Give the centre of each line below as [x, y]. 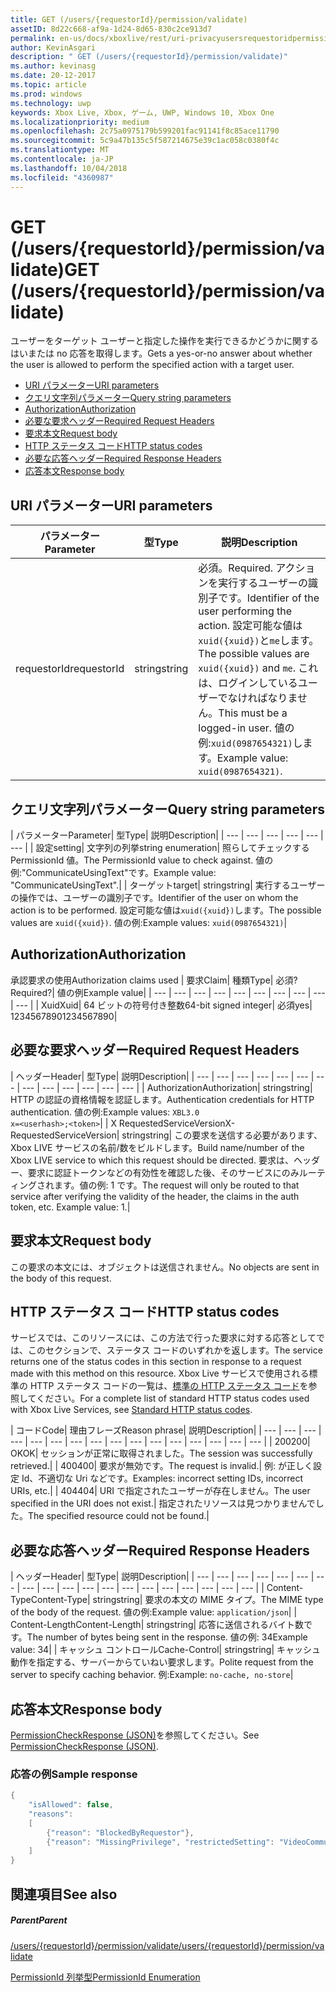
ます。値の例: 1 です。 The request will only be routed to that [176, 1185]
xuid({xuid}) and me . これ [258, 668]
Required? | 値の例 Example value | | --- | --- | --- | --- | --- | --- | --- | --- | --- [168, 992]
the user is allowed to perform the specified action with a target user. [152, 365]
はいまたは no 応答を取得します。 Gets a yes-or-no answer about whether [161, 353]
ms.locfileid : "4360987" [62, 177]
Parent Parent [39, 1920]
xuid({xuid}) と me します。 [259, 641]
